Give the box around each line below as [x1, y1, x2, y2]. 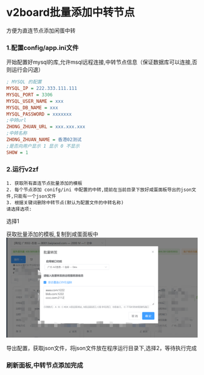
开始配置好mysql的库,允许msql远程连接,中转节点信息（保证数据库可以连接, [6, 58, 192, 66]
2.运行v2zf [6, 165, 39, 173]
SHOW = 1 [6, 150, 29, 156]
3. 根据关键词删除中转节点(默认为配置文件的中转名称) [6, 200, 124, 206]
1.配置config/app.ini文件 [6, 43, 79, 52]
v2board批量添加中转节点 [6, 5, 135, 19]
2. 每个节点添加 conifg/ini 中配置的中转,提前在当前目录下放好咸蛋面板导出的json [6, 187, 192, 193]
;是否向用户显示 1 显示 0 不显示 [6, 143, 80, 149]
